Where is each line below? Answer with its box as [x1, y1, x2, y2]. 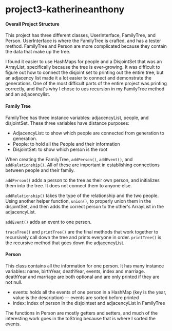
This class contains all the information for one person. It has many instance [5, 263, 164, 269]
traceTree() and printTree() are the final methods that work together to [5, 228, 159, 235]
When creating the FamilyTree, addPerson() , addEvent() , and [5, 156, 133, 162]
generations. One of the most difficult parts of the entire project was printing [5, 81, 167, 87]
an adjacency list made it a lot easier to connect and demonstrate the [5, 75, 151, 81]
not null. [5, 279, 23, 285]
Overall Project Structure [5, 21, 60, 27]
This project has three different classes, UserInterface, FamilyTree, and [5, 32, 156, 38]
